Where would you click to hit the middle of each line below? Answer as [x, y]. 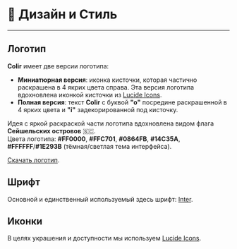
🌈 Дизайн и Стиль [62, 14]
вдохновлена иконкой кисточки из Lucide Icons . [90, 95]
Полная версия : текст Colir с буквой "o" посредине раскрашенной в [122, 102]
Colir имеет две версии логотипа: [58, 66]
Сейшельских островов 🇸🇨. [52, 130]
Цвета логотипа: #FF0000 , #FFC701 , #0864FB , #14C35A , [94, 139]
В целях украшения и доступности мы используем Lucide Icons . [104, 238]
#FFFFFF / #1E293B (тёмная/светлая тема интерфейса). [90, 146]
